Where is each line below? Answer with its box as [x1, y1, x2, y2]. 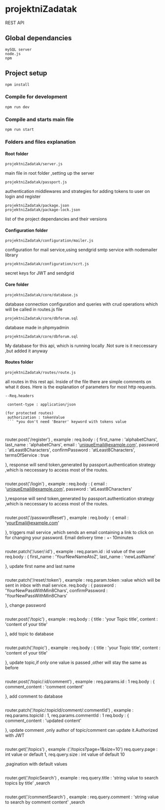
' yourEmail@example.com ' [5, 520, 60, 526]
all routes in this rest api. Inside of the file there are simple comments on [5, 378, 152, 384]
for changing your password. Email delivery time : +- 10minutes [5, 534, 134, 540]
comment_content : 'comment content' [5, 684, 84, 689]
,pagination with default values [5, 761, 67, 767]
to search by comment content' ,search [5, 799, 85, 805]
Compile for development [5, 93, 67, 100]
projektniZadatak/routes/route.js [5, 370, 76, 375]
